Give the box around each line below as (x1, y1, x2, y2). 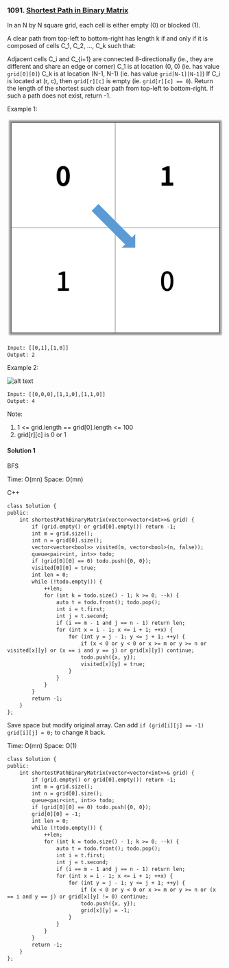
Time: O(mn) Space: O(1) (7, 741, 77, 749)
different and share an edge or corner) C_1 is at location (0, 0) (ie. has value (7, 63, 220, 71)
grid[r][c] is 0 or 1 (16, 430, 67, 439)
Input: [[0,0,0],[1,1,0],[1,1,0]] (7, 391, 106, 398)
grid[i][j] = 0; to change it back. (7, 728, 106, 736)
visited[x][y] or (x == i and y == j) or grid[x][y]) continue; (7, 647, 195, 654)
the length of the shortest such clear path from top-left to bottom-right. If (7, 85, 214, 93)
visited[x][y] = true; (80, 661, 146, 668)
